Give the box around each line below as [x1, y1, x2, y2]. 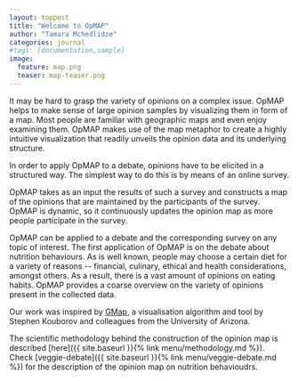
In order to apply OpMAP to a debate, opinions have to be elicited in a [9, 159, 264, 170]
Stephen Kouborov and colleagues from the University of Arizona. [9, 315, 251, 326]
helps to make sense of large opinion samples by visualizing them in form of [9, 104, 288, 116]
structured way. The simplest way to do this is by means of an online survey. [9, 169, 290, 180]
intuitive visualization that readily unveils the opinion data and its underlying [9, 133, 286, 143]
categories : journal [9, 37, 86, 47]
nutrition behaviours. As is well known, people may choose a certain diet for [9, 251, 287, 262]
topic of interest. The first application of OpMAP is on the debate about [9, 241, 270, 252]
